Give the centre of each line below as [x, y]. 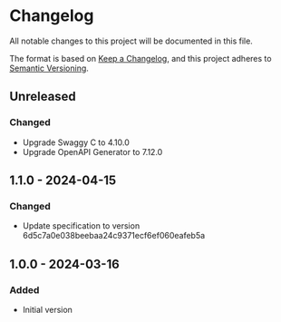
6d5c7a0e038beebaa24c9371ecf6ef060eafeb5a [114, 236]
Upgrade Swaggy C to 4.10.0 [76, 142]
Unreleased [43, 97]
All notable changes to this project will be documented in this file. [131, 41]
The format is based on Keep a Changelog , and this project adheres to [140, 58]
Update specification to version [81, 226]
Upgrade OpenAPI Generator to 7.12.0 [92, 151]
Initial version [47, 310]
